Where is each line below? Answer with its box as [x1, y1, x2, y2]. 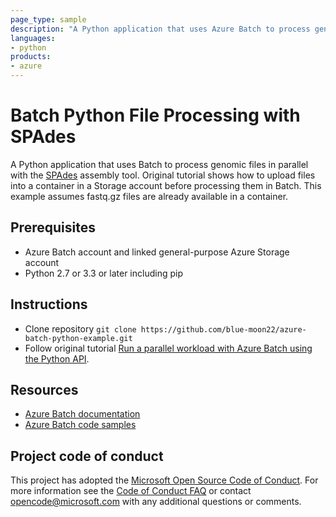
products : [10, 52, 52, 62]
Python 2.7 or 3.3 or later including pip [24, 267, 183, 279]
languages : [10, 33, 56, 43]
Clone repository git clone [24, 322, 137, 335]
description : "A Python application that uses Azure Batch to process [10, 24, 311, 34]
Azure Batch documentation [24, 408, 141, 420]
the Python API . [24, 352, 90, 365]
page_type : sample [10, 14, 87, 25]
